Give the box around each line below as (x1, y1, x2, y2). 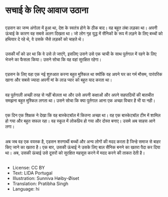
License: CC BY (12, 164, 45, 170)
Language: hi (12, 185, 40, 192)
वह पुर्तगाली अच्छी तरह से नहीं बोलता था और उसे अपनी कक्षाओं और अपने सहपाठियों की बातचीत (5, 92, 154, 98)
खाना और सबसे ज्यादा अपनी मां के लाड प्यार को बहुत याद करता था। (5, 77, 112, 83)
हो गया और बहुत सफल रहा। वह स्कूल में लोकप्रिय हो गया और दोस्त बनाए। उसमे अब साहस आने (5, 118, 155, 124)
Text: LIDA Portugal (12, 170, 53, 176)
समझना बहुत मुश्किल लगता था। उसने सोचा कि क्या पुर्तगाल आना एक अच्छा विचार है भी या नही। (5, 97, 155, 103)
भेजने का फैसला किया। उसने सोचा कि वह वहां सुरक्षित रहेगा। (5, 56, 102, 62)
